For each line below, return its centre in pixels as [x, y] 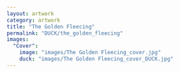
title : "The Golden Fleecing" [51, 26]
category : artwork [33, 20]
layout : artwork [30, 14]
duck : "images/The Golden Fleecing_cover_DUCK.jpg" [96, 59]
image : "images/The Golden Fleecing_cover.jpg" [90, 53]
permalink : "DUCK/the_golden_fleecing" [65, 33]
